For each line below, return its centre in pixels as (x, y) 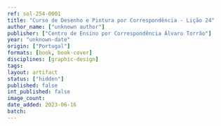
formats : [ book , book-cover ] (50, 53)
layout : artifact (33, 72)
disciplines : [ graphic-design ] (53, 59)
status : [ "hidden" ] (36, 79)
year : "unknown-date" (39, 40)
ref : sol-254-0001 (34, 14)
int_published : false (39, 92)
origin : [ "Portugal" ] (39, 46)
